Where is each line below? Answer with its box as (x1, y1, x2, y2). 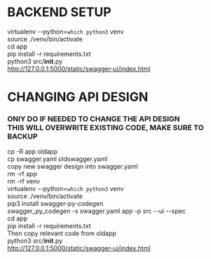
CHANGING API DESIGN (7, 89, 149, 105)
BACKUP (7, 132, 38, 141)
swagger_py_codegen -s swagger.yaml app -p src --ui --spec (7, 207, 186, 216)
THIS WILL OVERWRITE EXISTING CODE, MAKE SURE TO (7, 123, 205, 133)
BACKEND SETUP (7, 4, 111, 20)
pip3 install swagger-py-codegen (7, 199, 104, 208)
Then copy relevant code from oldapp (7, 229, 117, 238)
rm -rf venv (7, 177, 41, 185)
